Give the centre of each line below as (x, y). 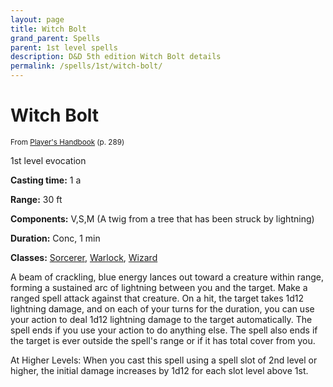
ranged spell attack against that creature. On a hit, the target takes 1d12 (157, 298)
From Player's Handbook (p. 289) (67, 142)
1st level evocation (48, 160)
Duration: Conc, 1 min (55, 238)
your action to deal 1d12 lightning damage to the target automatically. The (161, 319)
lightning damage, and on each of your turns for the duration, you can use (162, 308)
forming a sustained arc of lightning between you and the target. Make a (159, 287)
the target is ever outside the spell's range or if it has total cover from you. (163, 340)
